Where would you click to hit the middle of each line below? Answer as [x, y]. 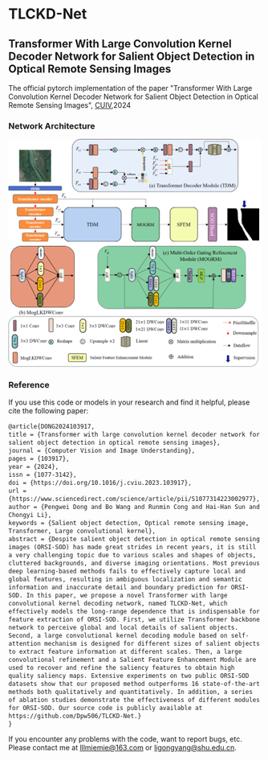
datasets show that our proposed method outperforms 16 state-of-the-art [134, 684]
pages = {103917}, [39, 458]
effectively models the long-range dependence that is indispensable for [134, 611]
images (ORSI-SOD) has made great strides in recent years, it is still [132, 547]
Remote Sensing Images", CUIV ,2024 [70, 105]
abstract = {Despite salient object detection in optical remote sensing [134, 539]
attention [25, 643]
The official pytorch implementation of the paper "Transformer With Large [130, 88]
